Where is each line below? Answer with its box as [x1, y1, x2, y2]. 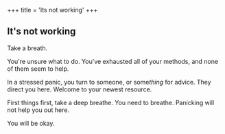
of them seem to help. [7, 65, 69, 73]
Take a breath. [7, 44, 48, 52]
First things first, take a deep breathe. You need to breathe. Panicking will [7, 98, 215, 107]
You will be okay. [7, 119, 55, 127]
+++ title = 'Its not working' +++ [7, 6, 98, 14]
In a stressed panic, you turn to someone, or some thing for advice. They [7, 78, 211, 86]
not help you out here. [7, 106, 70, 114]
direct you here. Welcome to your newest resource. [7, 85, 152, 93]
